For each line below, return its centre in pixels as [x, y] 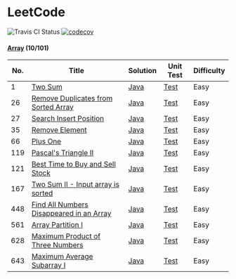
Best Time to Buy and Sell [73, 164]
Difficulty [209, 71]
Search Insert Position [68, 119]
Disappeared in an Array [71, 214]
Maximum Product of [66, 236]
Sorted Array [52, 108]
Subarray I [48, 266]
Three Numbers [57, 245]
